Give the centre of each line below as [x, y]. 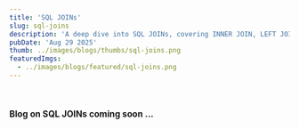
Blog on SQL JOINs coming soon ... [81, 114]
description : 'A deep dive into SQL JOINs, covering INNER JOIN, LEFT [143, 34]
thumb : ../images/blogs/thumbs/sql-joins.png [95, 51]
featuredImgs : [36, 59]
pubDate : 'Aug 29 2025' [53, 42]
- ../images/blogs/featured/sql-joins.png [97, 68]
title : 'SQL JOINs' [45, 17]
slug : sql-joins [39, 26]
